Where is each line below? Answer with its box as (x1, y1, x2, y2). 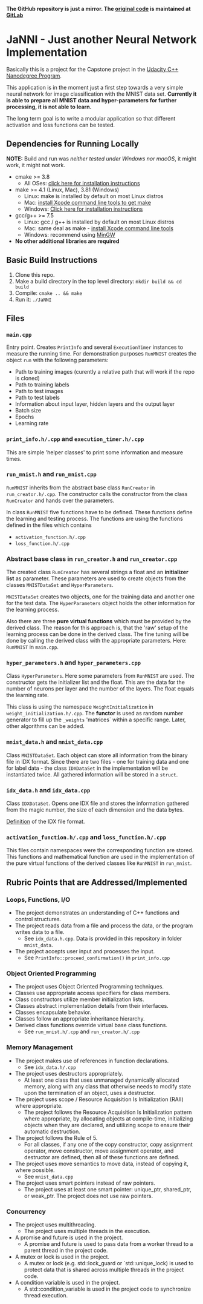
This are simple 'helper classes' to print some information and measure (6, 448, 183, 456)
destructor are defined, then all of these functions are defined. (24, 1153, 180, 1160)
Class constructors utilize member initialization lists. (14, 996, 144, 1003)
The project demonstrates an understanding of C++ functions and (14, 909, 180, 916)
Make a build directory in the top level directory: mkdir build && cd (14, 277, 182, 285)
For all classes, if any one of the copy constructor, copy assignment (24, 1140, 193, 1148)
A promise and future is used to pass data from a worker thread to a (24, 1240, 193, 1247)
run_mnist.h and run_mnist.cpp (6, 470, 97, 478)
